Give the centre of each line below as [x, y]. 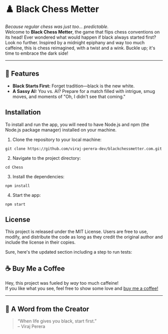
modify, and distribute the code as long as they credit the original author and [84, 237]
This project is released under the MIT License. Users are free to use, [77, 232]
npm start [15, 204]
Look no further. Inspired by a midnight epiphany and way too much [75, 42]
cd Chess [14, 167]
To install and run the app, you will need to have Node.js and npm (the [77, 124]
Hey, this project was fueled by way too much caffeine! [62, 283]
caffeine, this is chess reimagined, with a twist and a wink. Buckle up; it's [80, 48]
